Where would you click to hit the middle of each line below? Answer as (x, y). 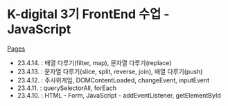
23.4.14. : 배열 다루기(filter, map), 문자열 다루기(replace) (94, 62)
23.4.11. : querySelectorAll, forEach (67, 88)
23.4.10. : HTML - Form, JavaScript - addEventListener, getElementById (119, 95)
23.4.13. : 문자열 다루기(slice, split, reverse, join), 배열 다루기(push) (110, 71)
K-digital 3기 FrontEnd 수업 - (88, 14)
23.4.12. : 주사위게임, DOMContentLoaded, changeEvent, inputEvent (113, 80)
